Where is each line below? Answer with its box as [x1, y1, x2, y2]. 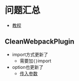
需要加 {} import [19, 58, 52, 64]
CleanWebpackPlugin [5, 37, 74, 46]
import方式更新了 [12, 51, 49, 57]
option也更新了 [12, 64, 44, 70]
